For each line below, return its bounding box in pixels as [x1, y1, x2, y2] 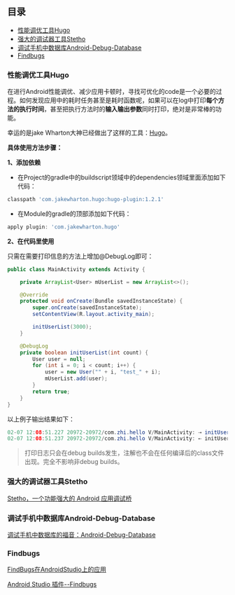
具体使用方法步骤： [7, 144, 63, 152]
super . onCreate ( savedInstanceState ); [32, 304, 142, 311]
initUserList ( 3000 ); [32, 324, 92, 331]
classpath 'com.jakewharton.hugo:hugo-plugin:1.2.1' [7, 196, 164, 203]
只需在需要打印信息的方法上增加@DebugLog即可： [7, 252, 154, 260]
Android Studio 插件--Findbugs [7, 580, 97, 589]
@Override [20, 291, 49, 299]
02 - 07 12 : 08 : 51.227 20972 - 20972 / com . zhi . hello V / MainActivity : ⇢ [7, 429, 202, 436]
